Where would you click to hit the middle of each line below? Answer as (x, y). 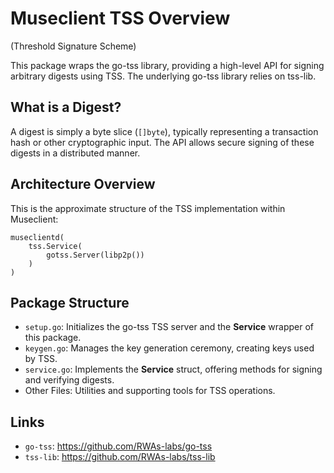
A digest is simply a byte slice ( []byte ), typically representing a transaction (164, 131)
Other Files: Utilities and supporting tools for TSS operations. (150, 391)
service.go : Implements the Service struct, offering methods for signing (173, 369)
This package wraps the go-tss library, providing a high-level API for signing (167, 65)
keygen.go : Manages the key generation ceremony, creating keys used (169, 348)
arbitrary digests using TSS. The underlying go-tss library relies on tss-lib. (163, 76)
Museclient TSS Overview (120, 18)
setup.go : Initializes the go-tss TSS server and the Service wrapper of (169, 327)
